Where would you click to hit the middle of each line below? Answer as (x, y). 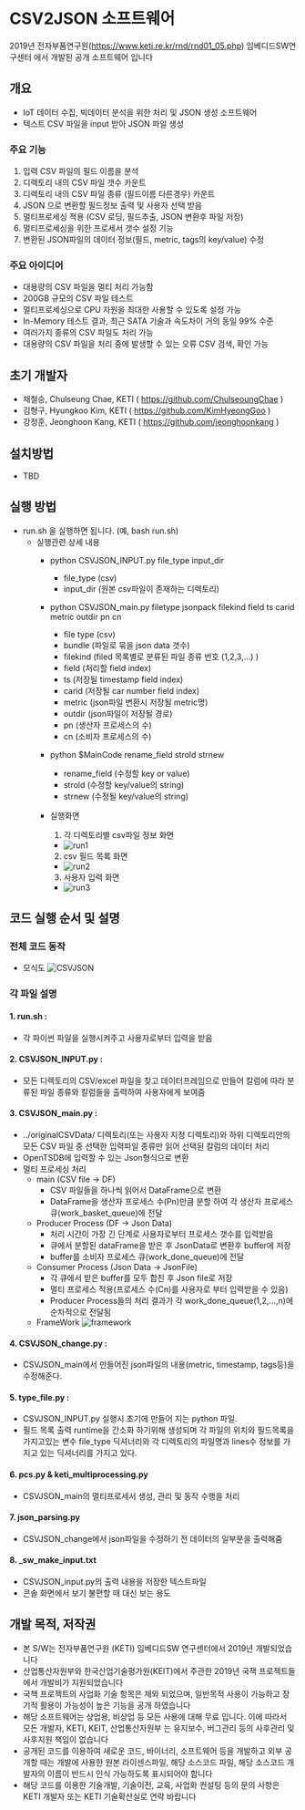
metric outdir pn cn (86, 616)
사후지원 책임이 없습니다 (66, 1739)
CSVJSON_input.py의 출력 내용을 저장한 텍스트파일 (114, 1582)
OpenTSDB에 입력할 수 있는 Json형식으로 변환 (106, 1158)
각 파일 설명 (33, 994)
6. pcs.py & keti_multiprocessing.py (79, 1474)
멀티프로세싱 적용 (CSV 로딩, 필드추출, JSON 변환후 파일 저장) (133, 217)
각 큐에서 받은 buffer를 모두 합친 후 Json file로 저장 (141, 1278)
